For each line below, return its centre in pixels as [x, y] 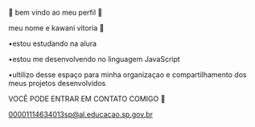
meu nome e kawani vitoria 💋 [56, 28]
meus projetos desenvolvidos [57, 83]
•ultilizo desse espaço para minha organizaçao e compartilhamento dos [127, 75]
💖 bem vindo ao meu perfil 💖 [56, 12]
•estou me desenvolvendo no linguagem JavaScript [95, 59]
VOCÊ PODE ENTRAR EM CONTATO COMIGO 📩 [87, 99]
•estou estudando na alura [53, 43]
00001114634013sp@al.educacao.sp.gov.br [81, 114]
